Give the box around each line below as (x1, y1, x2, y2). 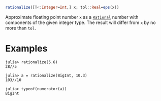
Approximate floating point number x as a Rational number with (5, 14, 139, 20)
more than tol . (5, 24, 37, 31)
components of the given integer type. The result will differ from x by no (5, 19, 156, 26)
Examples (5, 43, 48, 55)
